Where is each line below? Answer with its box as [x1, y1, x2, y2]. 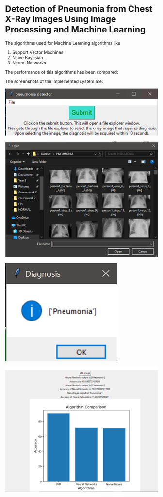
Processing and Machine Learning [5, 24, 146, 35]
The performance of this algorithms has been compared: [5, 69, 118, 75]
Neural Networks [12, 60, 46, 65]
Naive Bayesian [12, 54, 43, 60]
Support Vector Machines [12, 49, 64, 55]
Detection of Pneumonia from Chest [5, 3, 153, 15]
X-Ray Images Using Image [5, 14, 116, 25]
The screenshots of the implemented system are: [5, 79, 103, 84]
